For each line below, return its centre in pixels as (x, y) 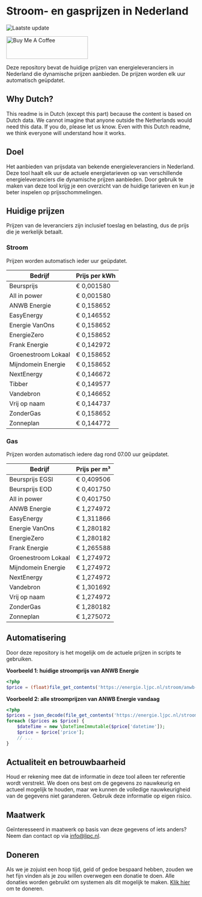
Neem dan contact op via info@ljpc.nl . (54, 836)
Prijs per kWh (96, 276)
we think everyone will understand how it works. (66, 133)
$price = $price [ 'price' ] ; (51, 732)
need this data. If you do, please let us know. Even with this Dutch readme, (99, 126)
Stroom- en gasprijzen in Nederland (97, 11)
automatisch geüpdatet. (35, 80)
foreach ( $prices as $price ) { (45, 721)
